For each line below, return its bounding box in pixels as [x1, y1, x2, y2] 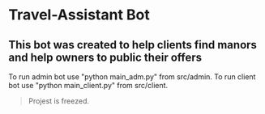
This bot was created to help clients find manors [8, 38, 258, 52]
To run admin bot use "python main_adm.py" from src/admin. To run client [8, 72, 256, 82]
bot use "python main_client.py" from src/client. [8, 81, 169, 90]
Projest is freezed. [28, 96, 89, 106]
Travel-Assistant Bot [8, 6, 150, 24]
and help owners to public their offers [8, 50, 203, 64]
